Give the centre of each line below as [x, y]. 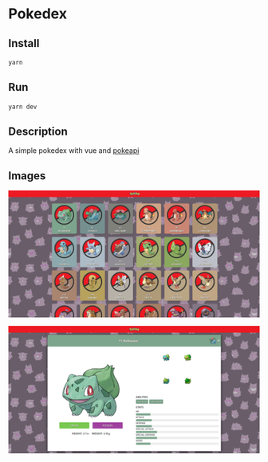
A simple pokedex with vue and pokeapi [74, 151]
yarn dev [23, 107]
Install [24, 43]
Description [38, 131]
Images [27, 176]
